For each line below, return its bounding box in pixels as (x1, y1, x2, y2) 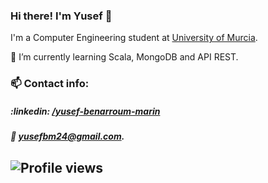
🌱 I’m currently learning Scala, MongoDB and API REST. (10, 51, 239, 63)
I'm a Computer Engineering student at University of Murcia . (10, 32, 258, 44)
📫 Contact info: (10, 77, 90, 91)
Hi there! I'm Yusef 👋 (10, 9, 113, 23)
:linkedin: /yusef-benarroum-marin (10, 105, 161, 117)
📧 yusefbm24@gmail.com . (10, 130, 125, 143)
